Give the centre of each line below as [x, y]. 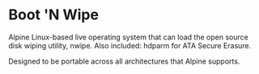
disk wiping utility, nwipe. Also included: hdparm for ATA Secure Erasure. [130, 45]
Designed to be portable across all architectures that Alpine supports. [124, 61]
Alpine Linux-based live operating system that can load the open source [128, 37]
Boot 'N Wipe [54, 15]
